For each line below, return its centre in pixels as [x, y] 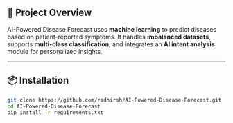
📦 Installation [38, 81]
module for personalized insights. [55, 51]
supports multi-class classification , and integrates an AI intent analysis [111, 44]
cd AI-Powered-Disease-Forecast [54, 106]
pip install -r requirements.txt [55, 113]
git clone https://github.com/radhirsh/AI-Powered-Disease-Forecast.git [114, 100]
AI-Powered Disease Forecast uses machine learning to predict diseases [112, 29]
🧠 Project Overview [50, 13]
